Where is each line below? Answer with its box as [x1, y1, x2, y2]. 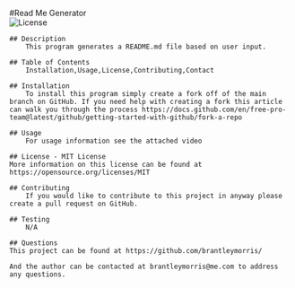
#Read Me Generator [9, 8, 87, 18]
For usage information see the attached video [25, 136, 203, 145]
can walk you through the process [9, 105, 139, 114]
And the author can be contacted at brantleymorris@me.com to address [9, 262, 279, 271]
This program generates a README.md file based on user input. [25, 42, 267, 51]
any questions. [9, 270, 66, 279]
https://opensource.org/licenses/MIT [9, 168, 151, 177]
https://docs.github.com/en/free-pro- [142, 105, 287, 114]
